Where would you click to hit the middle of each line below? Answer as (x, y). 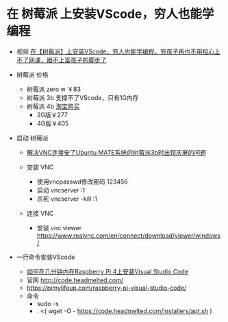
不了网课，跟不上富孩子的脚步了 (61, 60)
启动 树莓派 (32, 138)
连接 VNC (40, 213)
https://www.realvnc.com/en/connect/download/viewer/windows (128, 235)
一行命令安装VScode (46, 257)
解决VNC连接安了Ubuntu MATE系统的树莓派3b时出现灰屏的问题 (116, 152)
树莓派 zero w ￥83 (54, 89)
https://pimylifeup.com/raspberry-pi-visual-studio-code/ (106, 288)
